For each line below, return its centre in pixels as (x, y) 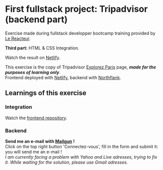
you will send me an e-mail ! (34, 152)
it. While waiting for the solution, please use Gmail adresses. (66, 162)
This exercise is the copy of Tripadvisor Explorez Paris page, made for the (81, 67)
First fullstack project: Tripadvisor (76, 9)
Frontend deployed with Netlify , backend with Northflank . (63, 77)
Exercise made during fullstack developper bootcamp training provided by (80, 33)
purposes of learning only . (33, 72)
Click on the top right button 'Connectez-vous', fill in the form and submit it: (82, 146)
